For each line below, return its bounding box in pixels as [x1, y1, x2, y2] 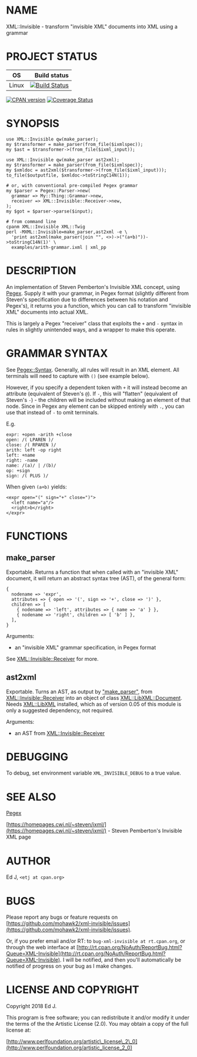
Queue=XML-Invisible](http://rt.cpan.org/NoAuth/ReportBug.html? [6, 950, 166, 957]
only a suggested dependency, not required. [6, 707, 113, 714]
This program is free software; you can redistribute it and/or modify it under [6, 1014, 190, 1021]
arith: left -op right [6, 447, 62, 453]
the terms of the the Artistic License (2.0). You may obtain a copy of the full [6, 1021, 189, 1028]
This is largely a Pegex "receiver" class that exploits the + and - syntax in [6, 320, 183, 327]
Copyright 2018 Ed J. [6, 1003, 57, 1010]
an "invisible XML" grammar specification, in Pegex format [14, 644, 156, 651]
